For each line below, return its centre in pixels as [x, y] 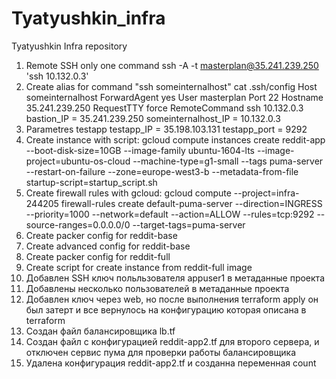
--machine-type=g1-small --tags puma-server [228, 161]
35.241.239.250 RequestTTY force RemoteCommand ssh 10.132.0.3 [164, 108]
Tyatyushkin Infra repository [69, 46]
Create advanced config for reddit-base [108, 246]
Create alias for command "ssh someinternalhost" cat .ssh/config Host [171, 86]
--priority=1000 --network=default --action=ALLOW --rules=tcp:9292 [170, 214]
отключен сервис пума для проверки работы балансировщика [161, 352]
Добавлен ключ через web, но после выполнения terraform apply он [172, 299]
